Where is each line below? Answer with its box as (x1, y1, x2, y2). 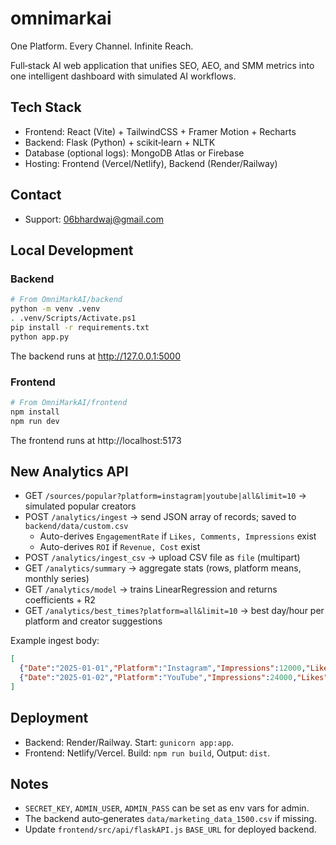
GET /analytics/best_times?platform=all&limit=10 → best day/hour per (24, 605, 325, 617)
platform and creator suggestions (24, 615, 163, 627)
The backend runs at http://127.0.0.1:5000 (10, 350, 182, 362)
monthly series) (24, 573, 90, 585)
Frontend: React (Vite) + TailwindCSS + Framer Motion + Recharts (24, 125, 297, 137)
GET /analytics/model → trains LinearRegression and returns (24, 583, 278, 596)
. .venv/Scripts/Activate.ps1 (10, 313, 137, 323)
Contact (10, 187, 62, 204)
